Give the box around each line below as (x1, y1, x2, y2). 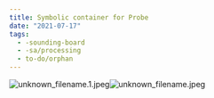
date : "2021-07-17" (9, 21, 82, 30)
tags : (9, 29, 29, 38)
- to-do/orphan (17, 54, 74, 63)
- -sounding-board (17, 37, 86, 47)
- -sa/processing (17, 46, 82, 55)
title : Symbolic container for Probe (9, 12, 149, 22)
